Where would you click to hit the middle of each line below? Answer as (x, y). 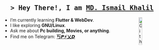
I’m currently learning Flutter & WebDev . (52, 20)
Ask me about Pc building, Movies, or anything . (60, 30)
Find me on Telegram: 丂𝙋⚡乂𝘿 (43, 36)
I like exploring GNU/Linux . (38, 25)
